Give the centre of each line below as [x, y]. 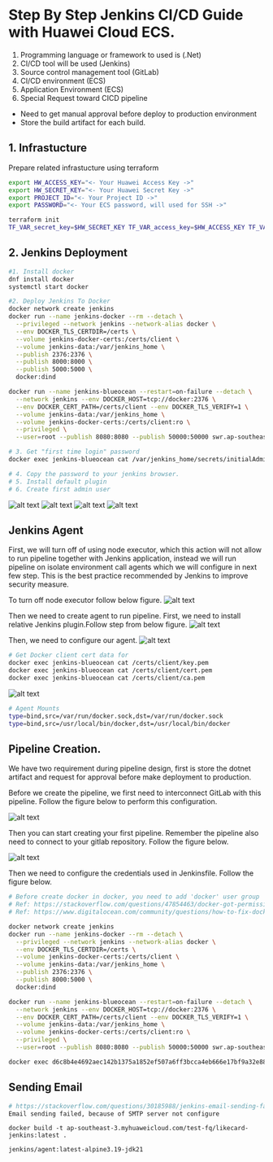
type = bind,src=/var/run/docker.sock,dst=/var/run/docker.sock [116, 716]
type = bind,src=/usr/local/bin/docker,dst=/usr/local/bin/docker [119, 723]
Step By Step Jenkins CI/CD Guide [126, 15]
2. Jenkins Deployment [68, 253]
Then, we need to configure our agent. [73, 640]
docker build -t [36, 1129]
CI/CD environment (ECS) [63, 81]
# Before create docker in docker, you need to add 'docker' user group [134, 897]
